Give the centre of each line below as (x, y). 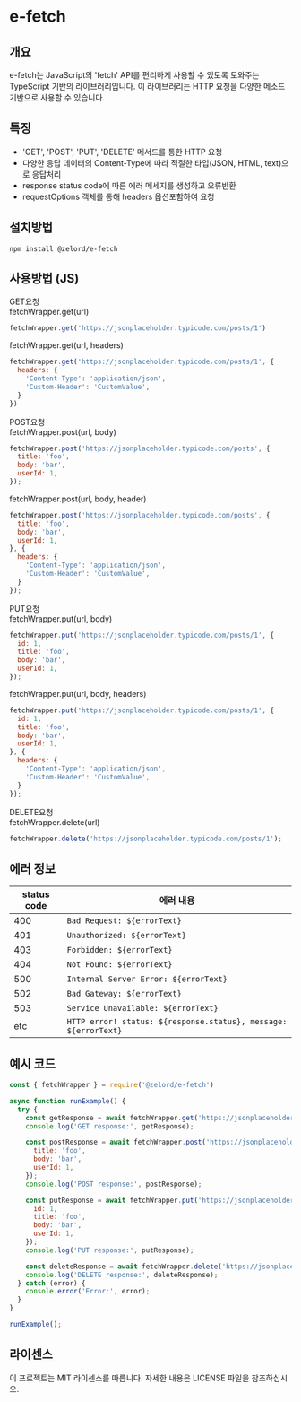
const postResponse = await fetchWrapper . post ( (116, 1142)
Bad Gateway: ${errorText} (124, 994)
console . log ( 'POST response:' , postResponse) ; (114, 1184)
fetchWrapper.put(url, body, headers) (78, 693)
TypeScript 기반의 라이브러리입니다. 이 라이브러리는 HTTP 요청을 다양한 (135, 86)
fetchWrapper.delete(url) (55, 822)
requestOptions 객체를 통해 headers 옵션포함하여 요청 (118, 196)
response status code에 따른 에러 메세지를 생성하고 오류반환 (129, 185)
